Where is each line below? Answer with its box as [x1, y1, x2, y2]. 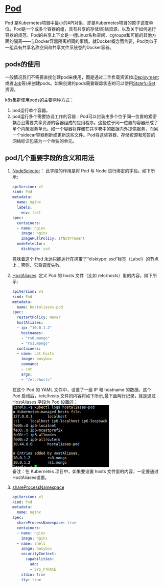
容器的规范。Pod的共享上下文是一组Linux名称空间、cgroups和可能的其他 [5, 32, 152, 38]
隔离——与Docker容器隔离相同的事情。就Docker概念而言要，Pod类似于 [13, 38, 158, 44]
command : [21, 362, 39, 366]
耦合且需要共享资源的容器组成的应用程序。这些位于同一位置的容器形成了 [12, 119, 158, 125]
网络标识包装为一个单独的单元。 [12, 138, 77, 144]
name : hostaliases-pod [17, 305, 63, 309]
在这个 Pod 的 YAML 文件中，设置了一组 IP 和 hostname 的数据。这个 [12, 387, 152, 392]
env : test [21, 210, 41, 215]
